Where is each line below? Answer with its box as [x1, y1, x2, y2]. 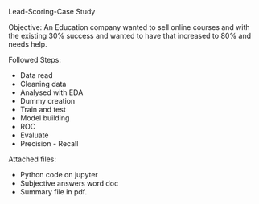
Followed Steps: [8, 55, 62, 64]
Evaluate [19, 130, 50, 140]
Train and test [19, 104, 66, 114]
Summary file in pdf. [19, 187, 87, 196]
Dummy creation [19, 96, 76, 105]
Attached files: [8, 154, 56, 164]
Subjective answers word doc [19, 178, 119, 188]
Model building [19, 113, 70, 123]
